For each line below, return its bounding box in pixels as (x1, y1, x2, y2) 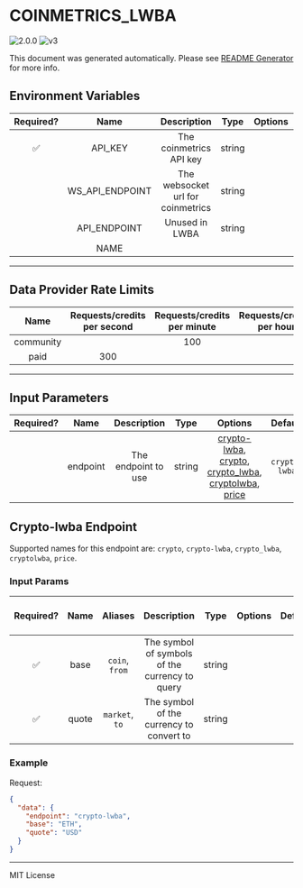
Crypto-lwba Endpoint (9, 519, 138, 535)
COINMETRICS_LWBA (9, 5, 178, 26)
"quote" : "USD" (25, 828, 83, 838)
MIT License (9, 869, 56, 880)
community (14, 335, 62, 348)
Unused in (164, 215, 208, 228)
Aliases (102, 609, 135, 622)
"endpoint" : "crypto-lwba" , (25, 811, 131, 820)
